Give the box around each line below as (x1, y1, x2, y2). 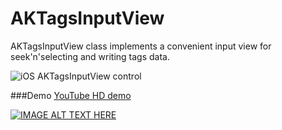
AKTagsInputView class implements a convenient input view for (10, 40, 272, 52)
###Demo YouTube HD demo (10, 89, 132, 101)
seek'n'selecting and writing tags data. (10, 50, 170, 62)
